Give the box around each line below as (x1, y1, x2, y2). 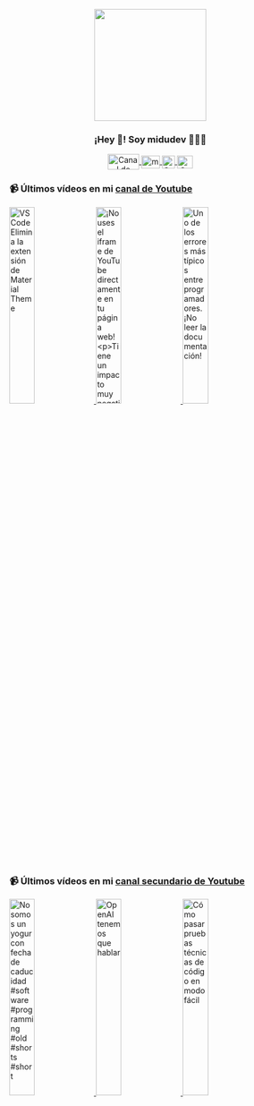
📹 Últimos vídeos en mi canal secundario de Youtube (9, 874, 246, 887)
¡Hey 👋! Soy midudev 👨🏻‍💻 (93, 133, 207, 145)
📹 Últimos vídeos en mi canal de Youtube (9, 183, 193, 195)
